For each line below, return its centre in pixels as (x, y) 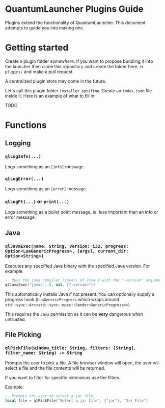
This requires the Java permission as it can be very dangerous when (74, 314)
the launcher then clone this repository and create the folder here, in (74, 66)
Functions (26, 125)
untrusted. (15, 319)
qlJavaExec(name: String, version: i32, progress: (67, 246)
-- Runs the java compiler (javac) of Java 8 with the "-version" (74, 280)
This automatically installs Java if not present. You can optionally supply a (80, 294)
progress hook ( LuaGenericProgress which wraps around (62, 299)
